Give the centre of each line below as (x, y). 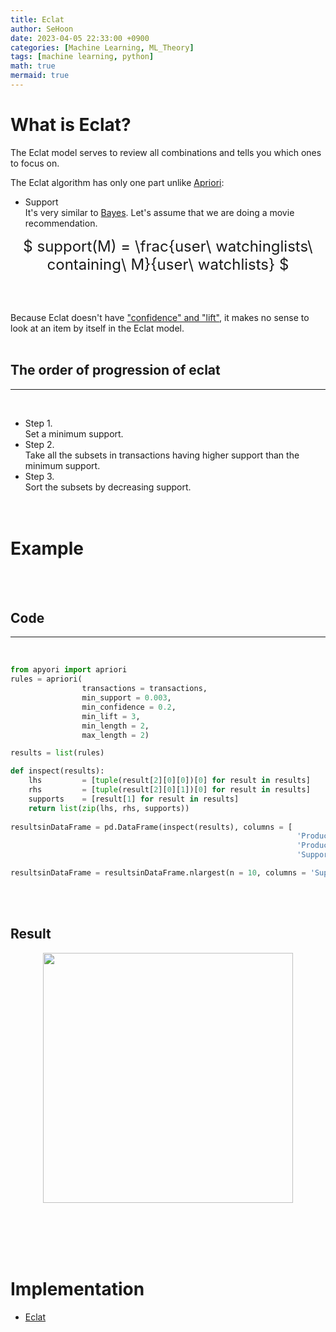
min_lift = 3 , (111, 716)
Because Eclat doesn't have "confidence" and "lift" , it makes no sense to (160, 317)
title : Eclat (37, 19)
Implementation (77, 1288)
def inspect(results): (57, 771)
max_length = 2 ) (115, 735)
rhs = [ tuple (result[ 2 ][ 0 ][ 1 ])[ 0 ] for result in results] (169, 790)
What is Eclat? (71, 125)
